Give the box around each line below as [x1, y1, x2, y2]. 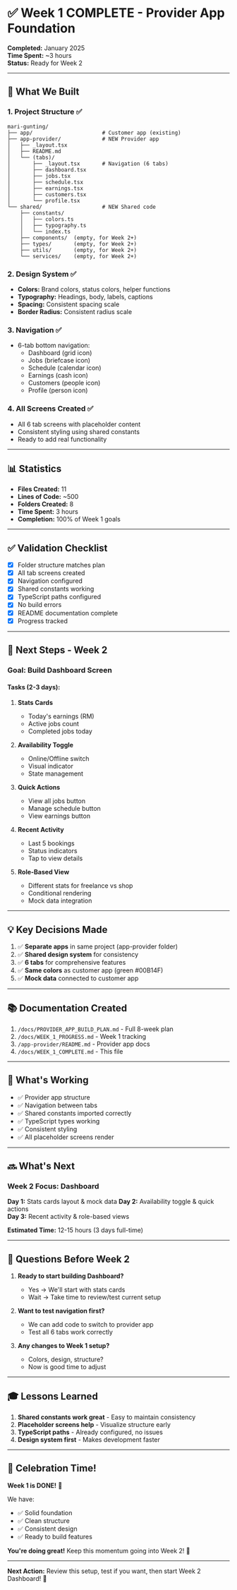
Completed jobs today [28, 727, 93, 735]
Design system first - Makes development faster [17, 1435, 161, 1444]
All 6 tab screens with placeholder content [17, 420, 141, 428]
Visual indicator [28, 762, 74, 771]
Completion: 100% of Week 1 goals [17, 515, 121, 524]
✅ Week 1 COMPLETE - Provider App [7, 5, 225, 21]
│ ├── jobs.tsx [7, 172, 71, 179]
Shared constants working [17, 584, 95, 594]
